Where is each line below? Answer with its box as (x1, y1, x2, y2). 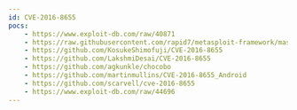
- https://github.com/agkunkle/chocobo (24, 63, 172, 72)
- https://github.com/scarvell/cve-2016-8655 (24, 79, 196, 88)
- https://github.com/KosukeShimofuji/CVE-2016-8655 (24, 46, 223, 55)
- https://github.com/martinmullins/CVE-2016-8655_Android (24, 71, 247, 80)
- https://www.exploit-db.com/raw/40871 (24, 29, 176, 38)
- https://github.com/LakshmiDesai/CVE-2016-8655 (24, 54, 212, 63)
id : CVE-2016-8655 (8, 12, 76, 22)
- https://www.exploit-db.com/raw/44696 (24, 87, 176, 96)
